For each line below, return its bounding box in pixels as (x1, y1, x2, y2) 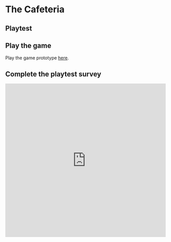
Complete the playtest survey (5, 70, 102, 78)
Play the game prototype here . (5, 55, 69, 61)
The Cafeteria (5, 4, 65, 15)
